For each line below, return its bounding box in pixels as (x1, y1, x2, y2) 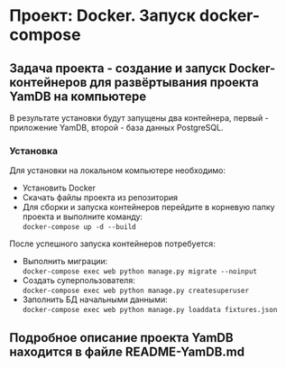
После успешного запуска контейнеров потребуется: (9, 238, 217, 249)
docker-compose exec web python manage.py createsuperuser (22, 286, 250, 296)
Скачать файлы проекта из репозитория (22, 192, 179, 203)
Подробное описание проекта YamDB (9, 330, 234, 345)
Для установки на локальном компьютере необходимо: (9, 165, 226, 176)
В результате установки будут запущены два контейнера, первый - (9, 113, 269, 123)
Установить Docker (22, 182, 97, 194)
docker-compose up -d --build (22, 223, 137, 232)
